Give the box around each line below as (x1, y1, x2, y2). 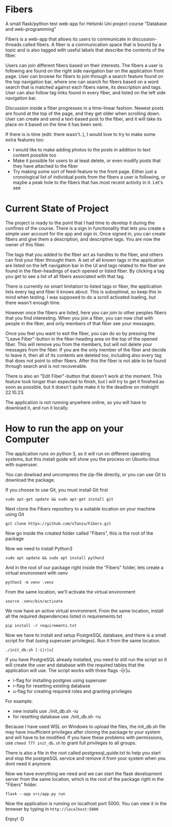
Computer (5, 434, 50, 445)
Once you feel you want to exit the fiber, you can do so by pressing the (5, 330, 155, 337)
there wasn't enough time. (5, 299, 61, 306)
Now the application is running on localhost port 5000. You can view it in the (5, 800, 167, 806)
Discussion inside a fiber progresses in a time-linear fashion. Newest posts (5, 105, 164, 111)
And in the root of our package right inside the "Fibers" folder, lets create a (5, 564, 164, 570)
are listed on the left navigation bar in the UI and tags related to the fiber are (5, 262, 166, 268)
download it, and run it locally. (5, 404, 69, 411)
